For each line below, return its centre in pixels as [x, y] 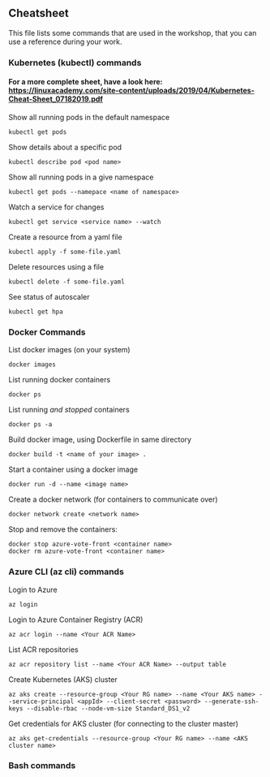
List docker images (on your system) [70, 350]
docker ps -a [30, 425]
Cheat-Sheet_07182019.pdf [56, 99]
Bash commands [42, 766]
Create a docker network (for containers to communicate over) [113, 499]
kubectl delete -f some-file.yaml [67, 282]
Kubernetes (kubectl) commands [75, 63]
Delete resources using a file [56, 266]
